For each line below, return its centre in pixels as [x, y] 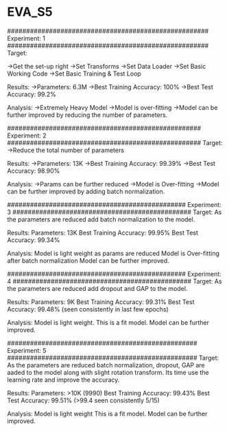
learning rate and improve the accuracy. [63, 380]
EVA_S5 [30, 12]
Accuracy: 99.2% [32, 94]
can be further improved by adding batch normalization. [86, 191]
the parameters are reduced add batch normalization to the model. [101, 219]
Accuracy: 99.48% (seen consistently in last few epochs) [88, 309]
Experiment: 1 [26, 38]
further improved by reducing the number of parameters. [87, 115]
